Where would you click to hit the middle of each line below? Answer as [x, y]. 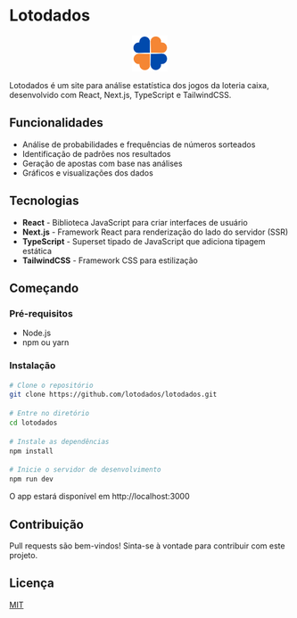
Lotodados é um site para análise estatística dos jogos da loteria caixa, [139, 85]
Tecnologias [44, 201]
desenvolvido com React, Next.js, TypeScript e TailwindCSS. [120, 95]
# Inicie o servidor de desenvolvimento [86, 470]
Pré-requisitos [41, 313]
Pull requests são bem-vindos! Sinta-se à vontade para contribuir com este [147, 546]
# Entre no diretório [49, 414]
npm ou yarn [45, 342]
